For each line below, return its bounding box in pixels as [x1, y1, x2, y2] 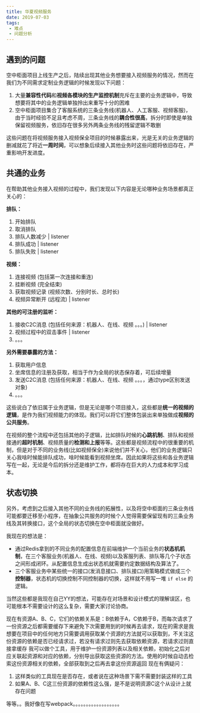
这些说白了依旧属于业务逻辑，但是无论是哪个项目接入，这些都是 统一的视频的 [6, 403, 194, 410]
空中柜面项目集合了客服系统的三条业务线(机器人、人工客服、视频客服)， [14, 106, 192, 113]
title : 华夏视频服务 [6, 8, 52, 15]
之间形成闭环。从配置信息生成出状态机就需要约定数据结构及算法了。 [14, 560, 182, 567]
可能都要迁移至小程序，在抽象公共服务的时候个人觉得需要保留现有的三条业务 [6, 512, 194, 519]
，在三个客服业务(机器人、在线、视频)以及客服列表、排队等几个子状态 [20, 553, 192, 560]
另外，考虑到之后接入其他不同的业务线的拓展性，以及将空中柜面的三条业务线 [6, 505, 194, 512]
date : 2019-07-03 [6, 14, 49, 20]
